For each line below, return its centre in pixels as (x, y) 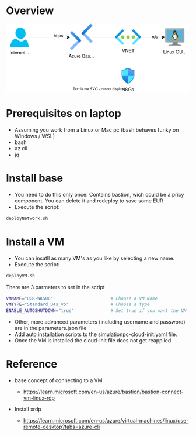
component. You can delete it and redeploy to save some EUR (89, 201)
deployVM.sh (20, 276)
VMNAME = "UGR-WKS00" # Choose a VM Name (82, 298)
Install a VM (35, 242)
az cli (21, 148)
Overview (30, 11)
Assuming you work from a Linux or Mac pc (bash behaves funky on (97, 129)
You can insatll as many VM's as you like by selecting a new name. (94, 258)
